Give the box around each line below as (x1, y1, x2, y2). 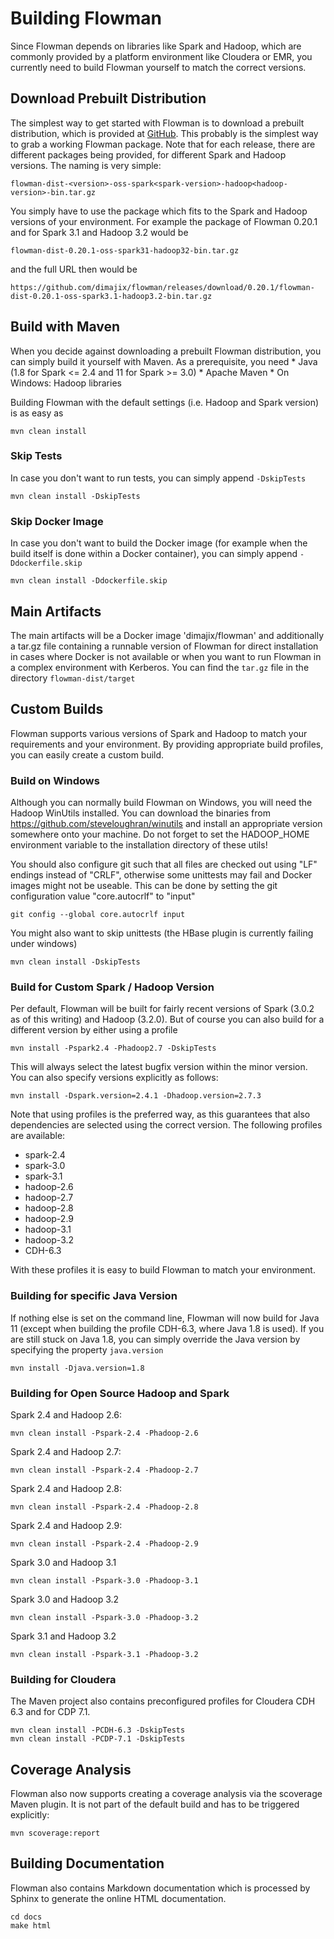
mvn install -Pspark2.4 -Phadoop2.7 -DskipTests (10, 1043, 217, 1054)
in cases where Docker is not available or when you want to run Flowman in (10, 650, 322, 662)
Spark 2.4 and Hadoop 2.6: (10, 1408, 122, 1421)
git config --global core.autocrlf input (10, 910, 186, 920)
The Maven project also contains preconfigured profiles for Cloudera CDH (10, 1695, 316, 1707)
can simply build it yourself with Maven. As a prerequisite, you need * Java (10, 355, 318, 367)
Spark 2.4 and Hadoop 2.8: (10, 1482, 122, 1494)
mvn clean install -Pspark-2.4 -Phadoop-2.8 (10, 1502, 199, 1512)
